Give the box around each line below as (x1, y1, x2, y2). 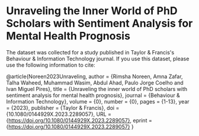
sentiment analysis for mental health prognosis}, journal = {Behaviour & (6, 92, 181, 99)
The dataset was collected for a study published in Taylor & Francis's (6, 48, 175, 56)
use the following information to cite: (6, 61, 96, 69)
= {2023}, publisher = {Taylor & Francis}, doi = (6, 104, 120, 111)
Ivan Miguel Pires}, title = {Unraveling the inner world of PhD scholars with (6, 85, 188, 92)
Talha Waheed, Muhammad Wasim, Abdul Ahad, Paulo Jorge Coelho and (6, 79, 184, 86)
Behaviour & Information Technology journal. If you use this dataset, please (6, 55, 190, 62)
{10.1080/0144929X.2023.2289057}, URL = (6, 111, 111, 118)
